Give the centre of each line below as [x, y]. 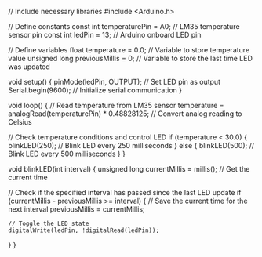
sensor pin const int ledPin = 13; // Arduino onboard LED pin [105, 35]
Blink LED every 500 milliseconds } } [67, 154]
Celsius [20, 122]
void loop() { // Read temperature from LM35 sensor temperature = [116, 105]
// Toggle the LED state [49, 223]
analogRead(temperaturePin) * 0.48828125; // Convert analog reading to [125, 114]
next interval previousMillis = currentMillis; [76, 209]
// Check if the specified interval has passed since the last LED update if [125, 192]
